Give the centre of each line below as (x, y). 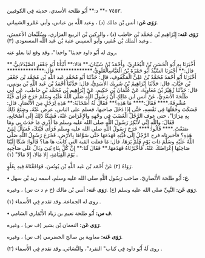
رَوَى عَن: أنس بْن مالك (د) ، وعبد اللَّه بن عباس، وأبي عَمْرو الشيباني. (82, 22)
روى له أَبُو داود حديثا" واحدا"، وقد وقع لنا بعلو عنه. (62, 52)
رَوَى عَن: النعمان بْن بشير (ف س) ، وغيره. (54, 225)
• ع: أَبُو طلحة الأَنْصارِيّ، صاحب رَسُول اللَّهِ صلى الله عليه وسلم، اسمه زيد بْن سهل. (98, 178)
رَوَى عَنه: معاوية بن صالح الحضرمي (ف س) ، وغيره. (65, 237)
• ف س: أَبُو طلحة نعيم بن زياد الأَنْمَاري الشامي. (60, 213)
